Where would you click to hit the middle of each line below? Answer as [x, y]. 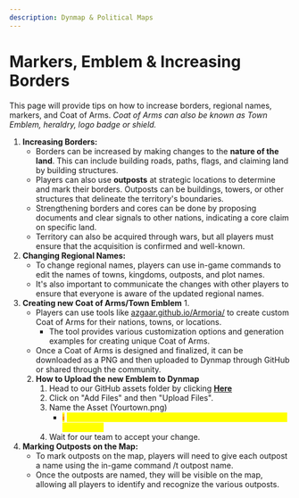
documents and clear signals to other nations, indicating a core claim [162, 217]
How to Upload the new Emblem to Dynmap [117, 378]
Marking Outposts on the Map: [80, 446]
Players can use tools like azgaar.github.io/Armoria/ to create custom [162, 312]
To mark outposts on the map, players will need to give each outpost [162, 455]
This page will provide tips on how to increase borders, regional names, [141, 105]
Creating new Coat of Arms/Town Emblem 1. [106, 303]
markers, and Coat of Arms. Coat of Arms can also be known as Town [138, 115]
